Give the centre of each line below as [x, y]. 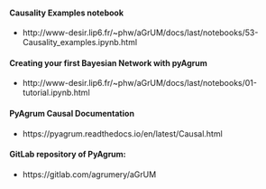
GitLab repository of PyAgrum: [68, 155]
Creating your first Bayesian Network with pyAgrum [108, 62]
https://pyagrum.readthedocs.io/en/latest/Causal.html [122, 133]
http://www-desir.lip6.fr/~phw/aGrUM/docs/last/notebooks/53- [140, 33]
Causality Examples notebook [67, 13]
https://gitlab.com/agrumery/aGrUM [89, 174]
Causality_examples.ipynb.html [80, 43]
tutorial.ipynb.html [56, 93]
